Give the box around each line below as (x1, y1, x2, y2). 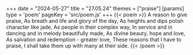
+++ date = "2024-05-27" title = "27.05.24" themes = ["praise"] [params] (6, 5, 184, 12)
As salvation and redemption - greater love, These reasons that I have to (6, 36, 182, 43)
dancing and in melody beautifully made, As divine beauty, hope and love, (6, 30, 185, 37)
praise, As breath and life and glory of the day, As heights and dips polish (6, 18, 184, 24)
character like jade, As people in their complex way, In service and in (6, 23, 172, 30)
